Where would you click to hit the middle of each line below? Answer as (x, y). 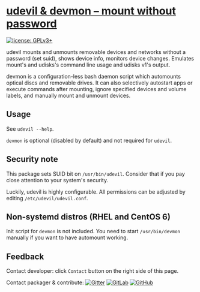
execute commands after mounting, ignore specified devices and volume (96, 89)
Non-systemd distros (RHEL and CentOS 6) (89, 217)
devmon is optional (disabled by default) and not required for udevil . (89, 140)
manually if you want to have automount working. (67, 237)
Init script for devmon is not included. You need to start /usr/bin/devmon (93, 231)
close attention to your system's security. (57, 180)
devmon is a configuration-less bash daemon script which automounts (94, 76)
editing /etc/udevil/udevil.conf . (47, 198)
